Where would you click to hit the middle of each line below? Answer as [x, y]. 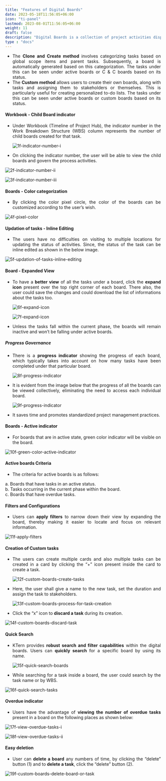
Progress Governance [28, 343]
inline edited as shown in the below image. [56, 250]
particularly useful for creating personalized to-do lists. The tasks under [86, 93]
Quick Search [19, 634]
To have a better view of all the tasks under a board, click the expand [87, 282]
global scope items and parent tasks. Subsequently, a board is [86, 61]
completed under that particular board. [52, 366]
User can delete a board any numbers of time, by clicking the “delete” [86, 759]
